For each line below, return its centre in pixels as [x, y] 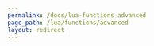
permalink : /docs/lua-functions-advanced [77, 15]
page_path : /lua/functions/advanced [68, 23]
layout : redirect [36, 30]
